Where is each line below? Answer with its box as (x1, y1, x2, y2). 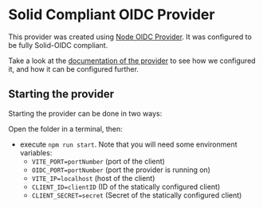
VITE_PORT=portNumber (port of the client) (31, 156, 166, 166)
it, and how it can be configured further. (8, 64, 139, 73)
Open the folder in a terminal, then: (8, 124, 124, 133)
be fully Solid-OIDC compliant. (8, 40, 108, 49)
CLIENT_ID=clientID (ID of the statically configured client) (31, 182, 221, 191)
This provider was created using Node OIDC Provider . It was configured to (8, 32, 253, 41)
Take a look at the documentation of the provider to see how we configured (8, 56, 257, 65)
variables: (19, 147, 53, 157)
